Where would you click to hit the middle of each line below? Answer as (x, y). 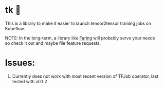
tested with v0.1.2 (29, 81)
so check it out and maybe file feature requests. (53, 43)
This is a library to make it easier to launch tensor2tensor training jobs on (78, 23)
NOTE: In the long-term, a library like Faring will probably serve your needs (80, 38)
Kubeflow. (15, 28)
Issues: (20, 63)
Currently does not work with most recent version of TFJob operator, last (85, 76)
